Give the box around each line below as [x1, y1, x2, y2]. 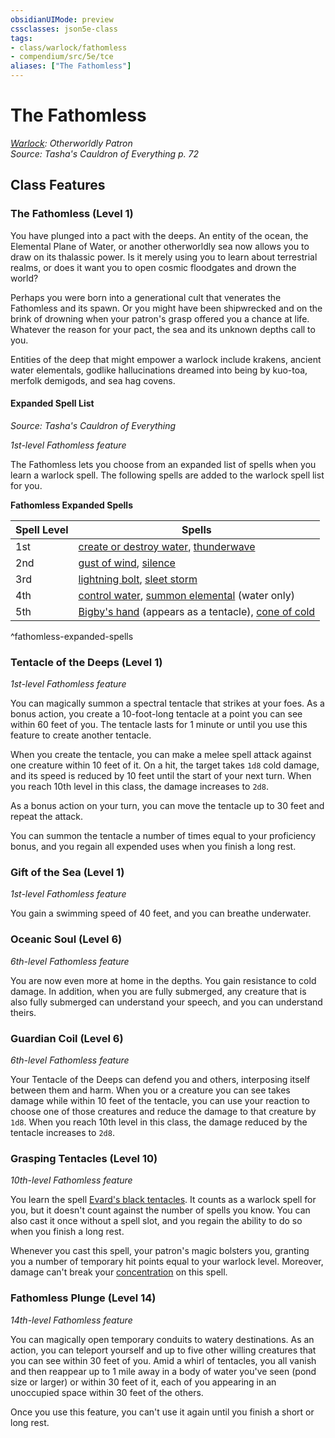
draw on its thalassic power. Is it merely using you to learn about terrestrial [10, 251, 318, 263]
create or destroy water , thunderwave [78, 539, 256, 553]
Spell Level [15, 522, 69, 536]
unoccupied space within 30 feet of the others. [10, 1386, 204, 1398]
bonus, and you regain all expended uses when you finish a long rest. [10, 841, 297, 853]
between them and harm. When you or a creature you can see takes [10, 1084, 291, 1096]
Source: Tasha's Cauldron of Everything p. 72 [10, 147, 200, 160]
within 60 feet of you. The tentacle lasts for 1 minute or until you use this [10, 719, 308, 731]
